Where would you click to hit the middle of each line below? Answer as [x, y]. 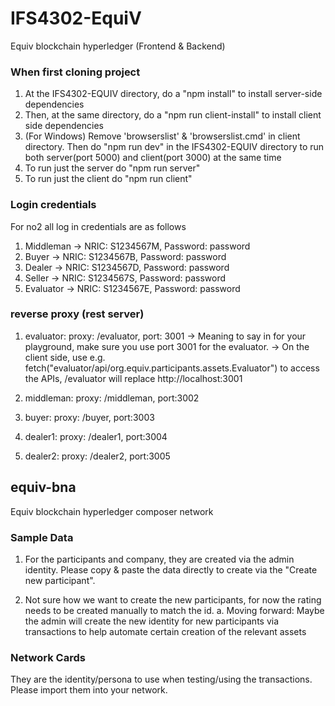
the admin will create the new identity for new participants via [152, 621]
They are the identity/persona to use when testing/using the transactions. [161, 679]
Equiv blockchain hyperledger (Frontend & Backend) [118, 46]
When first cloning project [75, 72]
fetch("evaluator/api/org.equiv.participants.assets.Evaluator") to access [172, 368]
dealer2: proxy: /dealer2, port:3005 [97, 456]
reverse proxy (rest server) [77, 314]
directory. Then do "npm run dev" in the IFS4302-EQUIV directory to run [174, 147]
